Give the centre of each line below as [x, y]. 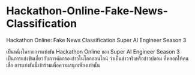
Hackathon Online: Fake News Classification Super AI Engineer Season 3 [96, 40]
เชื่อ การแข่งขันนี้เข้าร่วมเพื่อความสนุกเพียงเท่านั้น [53, 65]
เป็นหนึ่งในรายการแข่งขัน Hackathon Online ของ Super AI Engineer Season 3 [93, 51]
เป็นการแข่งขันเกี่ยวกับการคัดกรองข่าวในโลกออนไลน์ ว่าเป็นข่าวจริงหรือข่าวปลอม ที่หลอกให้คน [97, 58]
